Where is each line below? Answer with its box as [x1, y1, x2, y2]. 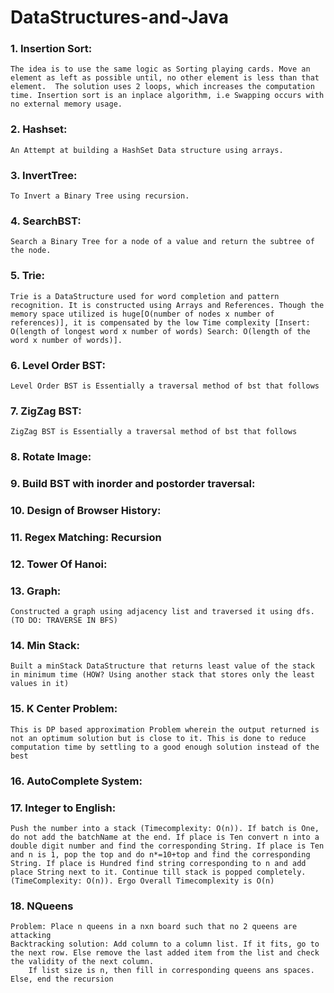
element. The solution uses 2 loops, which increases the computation [10, 82, 315, 92]
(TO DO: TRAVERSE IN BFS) [10, 616, 118, 626]
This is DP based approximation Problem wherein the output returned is [10, 724, 320, 735]
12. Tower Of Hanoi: [10, 557, 108, 571]
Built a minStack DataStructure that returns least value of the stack [10, 661, 315, 671]
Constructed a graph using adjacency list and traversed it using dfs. [10, 607, 315, 617]
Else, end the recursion [10, 974, 114, 985]
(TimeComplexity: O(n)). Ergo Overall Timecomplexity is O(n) [10, 876, 275, 886]
